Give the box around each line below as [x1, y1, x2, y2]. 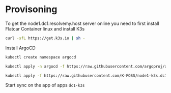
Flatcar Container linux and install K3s [5, 25, 85, 32]
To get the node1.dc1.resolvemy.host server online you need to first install [5, 20, 159, 26]
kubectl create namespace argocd [5, 54, 76, 59]
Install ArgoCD [5, 45, 36, 51]
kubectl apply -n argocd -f [5, 64, 65, 69]
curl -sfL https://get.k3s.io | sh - [5, 36, 85, 41]
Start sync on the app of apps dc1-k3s [5, 82, 85, 88]
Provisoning [5, 4, 58, 15]
